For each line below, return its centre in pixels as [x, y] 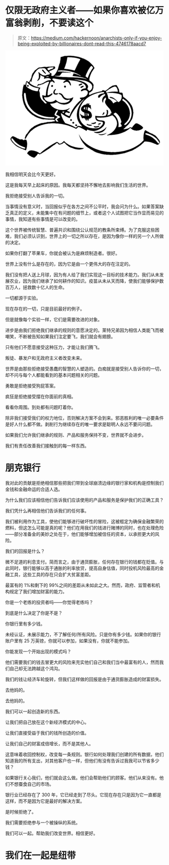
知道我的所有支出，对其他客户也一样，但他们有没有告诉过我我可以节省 [78, 761]
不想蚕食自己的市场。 [31, 784]
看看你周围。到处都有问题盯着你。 [40, 408]
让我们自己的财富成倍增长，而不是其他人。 [49, 744]
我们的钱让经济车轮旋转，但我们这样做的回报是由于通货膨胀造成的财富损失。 [84, 679]
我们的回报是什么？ [25, 551]
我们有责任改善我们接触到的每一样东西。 [47, 446]
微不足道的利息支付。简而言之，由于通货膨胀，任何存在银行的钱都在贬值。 [82, 562]
